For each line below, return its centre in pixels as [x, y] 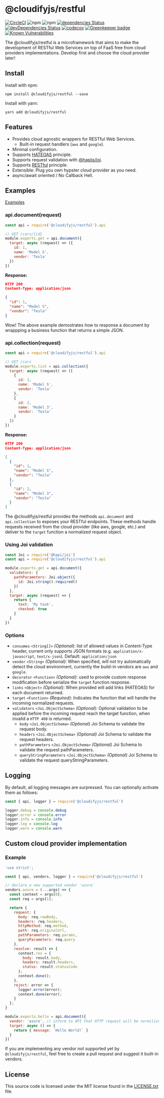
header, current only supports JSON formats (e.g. [62, 651]
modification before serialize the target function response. [71, 682]
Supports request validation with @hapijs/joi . [57, 159]
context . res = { [34, 953]
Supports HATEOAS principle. [42, 154]
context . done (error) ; [40, 994]
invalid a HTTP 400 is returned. [42, 718]
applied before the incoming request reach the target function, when [81, 713]
